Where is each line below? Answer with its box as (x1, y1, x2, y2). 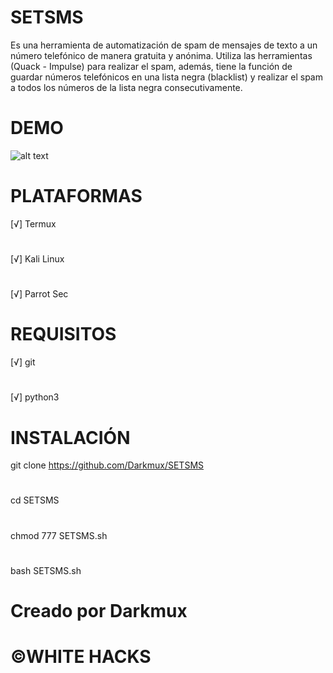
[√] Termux (10, 217, 57, 230)
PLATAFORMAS (10, 185, 143, 208)
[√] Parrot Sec (10, 288, 69, 300)
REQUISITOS (10, 323, 117, 346)
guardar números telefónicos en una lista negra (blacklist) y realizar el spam (10, 71, 323, 83)
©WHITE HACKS (10, 646, 152, 668)
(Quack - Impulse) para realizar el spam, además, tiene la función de (10, 60, 293, 72)
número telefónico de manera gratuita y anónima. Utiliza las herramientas (10, 49, 313, 61)
